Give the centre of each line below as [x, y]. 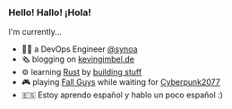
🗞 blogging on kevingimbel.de [78, 59]
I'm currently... [35, 32]
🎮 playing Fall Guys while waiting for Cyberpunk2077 [120, 82]
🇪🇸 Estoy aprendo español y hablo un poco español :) [122, 95]
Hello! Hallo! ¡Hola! [50, 13]
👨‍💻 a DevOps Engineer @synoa [79, 49]
